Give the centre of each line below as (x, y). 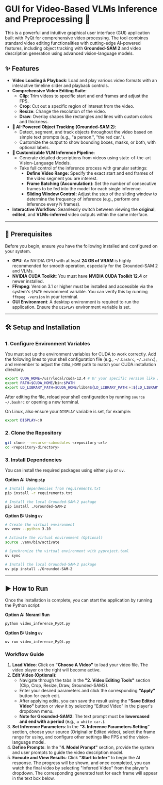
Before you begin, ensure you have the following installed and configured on (81, 246)
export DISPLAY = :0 (24, 420)
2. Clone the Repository (33, 433)
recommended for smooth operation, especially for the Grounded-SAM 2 (85, 266)
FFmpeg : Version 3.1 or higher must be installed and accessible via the (82, 286)
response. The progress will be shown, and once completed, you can (81, 763)
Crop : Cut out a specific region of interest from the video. (77, 106)
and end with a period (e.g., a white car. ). (62, 721)
